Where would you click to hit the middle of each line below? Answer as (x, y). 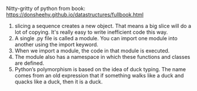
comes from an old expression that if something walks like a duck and (99, 76)
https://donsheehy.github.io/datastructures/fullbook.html (75, 15)
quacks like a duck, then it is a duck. (59, 82)
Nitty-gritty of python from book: (46, 8)
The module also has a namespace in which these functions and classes (102, 57)
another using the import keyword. (56, 44)
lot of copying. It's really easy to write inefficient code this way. (91, 32)
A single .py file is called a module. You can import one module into (96, 38)
